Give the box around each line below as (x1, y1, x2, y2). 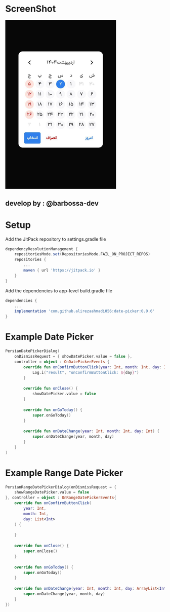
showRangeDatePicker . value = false (14, 490, 90, 495)
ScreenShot (5, 3, 56, 15)
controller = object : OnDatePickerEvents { (14, 359, 110, 364)
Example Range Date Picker (5, 467, 123, 479)
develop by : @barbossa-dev (5, 199, 99, 208)
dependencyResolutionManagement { (5, 246, 78, 251)
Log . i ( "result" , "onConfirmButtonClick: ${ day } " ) (32, 370, 139, 375)
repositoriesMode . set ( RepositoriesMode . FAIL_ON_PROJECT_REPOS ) (14, 252, 151, 257)
